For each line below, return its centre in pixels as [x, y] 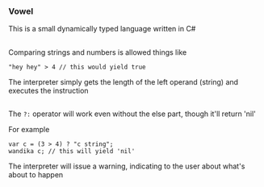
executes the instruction [48, 90]
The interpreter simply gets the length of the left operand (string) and [124, 81]
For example [29, 130]
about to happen [36, 175]
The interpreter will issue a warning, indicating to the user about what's [127, 166]
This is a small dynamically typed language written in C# [102, 29]
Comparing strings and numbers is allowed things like [98, 52]
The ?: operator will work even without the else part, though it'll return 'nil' [132, 114]
